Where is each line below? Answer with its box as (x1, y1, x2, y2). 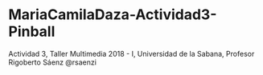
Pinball (8, 22, 55, 41)
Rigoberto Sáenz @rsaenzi (8, 57, 97, 67)
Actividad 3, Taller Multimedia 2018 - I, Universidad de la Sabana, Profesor (8, 49, 255, 58)
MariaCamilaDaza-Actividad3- (8, 6, 217, 24)
